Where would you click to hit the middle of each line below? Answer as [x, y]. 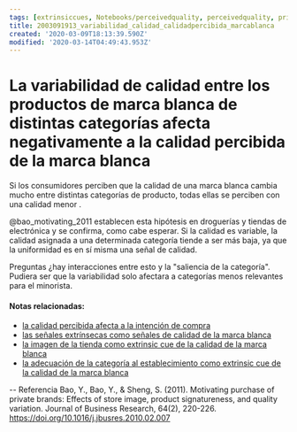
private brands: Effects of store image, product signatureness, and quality [144, 399]
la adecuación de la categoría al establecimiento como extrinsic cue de [151, 363]
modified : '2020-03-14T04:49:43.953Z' [80, 42]
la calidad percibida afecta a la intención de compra [116, 326]
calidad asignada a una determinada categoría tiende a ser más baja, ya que [148, 241]
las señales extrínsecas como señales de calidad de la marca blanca [147, 335]
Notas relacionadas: [47, 305]
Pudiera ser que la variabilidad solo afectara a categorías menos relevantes [146, 276]
